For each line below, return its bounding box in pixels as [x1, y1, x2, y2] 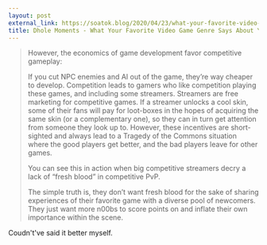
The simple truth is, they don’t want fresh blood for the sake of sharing [27, 188, 259, 197]
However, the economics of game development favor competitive [27, 49, 242, 58]
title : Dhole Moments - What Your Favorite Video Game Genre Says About [8, 26, 254, 34]
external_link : [8, 19, 59, 27]
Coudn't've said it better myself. [8, 228, 113, 238]
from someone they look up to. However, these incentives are [27, 122, 230, 132]
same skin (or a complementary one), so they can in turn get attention [27, 115, 257, 124]
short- [230, 122, 252, 132]
